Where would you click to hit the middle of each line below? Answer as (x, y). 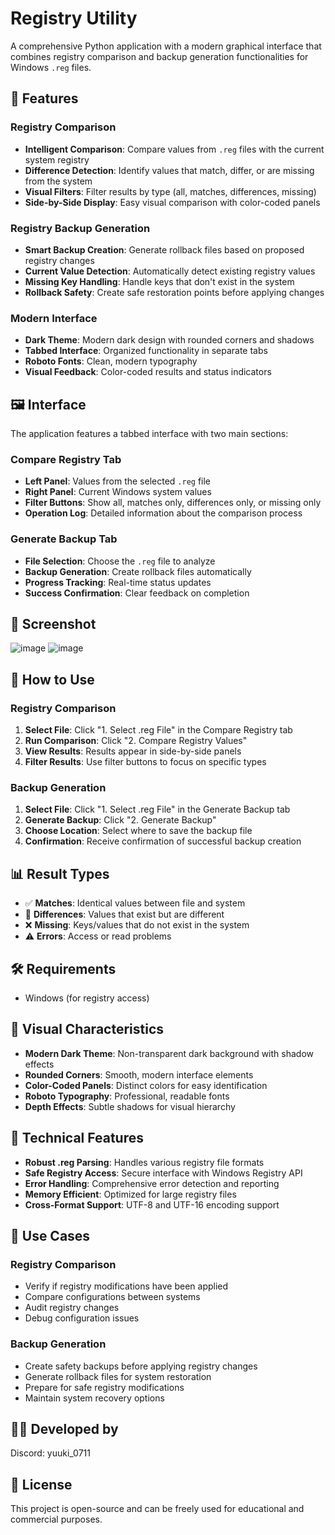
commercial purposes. (56, 1519)
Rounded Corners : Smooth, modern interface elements (139, 1074)
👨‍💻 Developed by (64, 1429)
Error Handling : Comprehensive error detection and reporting (152, 1183)
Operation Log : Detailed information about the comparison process (163, 513)
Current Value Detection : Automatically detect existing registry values (170, 271)
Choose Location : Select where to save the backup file (138, 831)
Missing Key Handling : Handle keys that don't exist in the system (159, 281)
